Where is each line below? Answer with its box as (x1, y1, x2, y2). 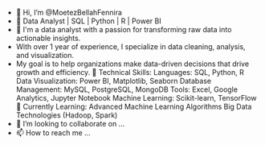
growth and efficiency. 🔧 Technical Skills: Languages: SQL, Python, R (15, 68, 245, 77)
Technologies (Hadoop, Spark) (15, 110, 118, 120)
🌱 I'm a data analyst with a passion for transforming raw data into (15, 25, 232, 34)
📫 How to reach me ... (15, 128, 91, 137)
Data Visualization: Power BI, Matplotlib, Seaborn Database (15, 77, 211, 85)
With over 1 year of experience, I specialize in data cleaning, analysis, (15, 42, 247, 52)
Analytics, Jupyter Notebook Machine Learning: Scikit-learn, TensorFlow (15, 93, 257, 102)
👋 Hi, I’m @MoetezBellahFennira (15, 8, 123, 17)
